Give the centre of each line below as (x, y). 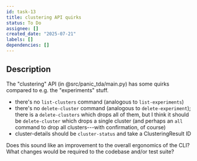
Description (28, 69)
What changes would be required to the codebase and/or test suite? (90, 151)
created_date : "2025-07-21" (41, 34)
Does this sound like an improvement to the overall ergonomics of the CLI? (98, 145)
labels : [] (20, 40)
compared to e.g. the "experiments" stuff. (57, 90)
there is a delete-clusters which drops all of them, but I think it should (102, 114)
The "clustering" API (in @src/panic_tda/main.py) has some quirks (88, 84)
